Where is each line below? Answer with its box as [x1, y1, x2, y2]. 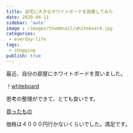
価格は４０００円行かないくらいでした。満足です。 [6, 120, 131, 128]
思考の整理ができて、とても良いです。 [6, 95, 99, 102]
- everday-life [8, 36, 46, 42]
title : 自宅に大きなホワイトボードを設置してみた [6, 8, 113, 15]
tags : [6, 42, 20, 48]
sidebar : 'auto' [6, 20, 46, 26]
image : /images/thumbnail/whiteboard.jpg [6, 25, 113, 31]
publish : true [6, 53, 42, 59]
